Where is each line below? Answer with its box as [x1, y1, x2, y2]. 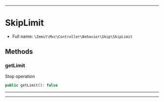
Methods [5, 47, 33, 56]
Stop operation [5, 73, 35, 79]
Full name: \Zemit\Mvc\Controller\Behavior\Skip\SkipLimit [12, 33, 133, 39]
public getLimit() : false [5, 82, 58, 88]
